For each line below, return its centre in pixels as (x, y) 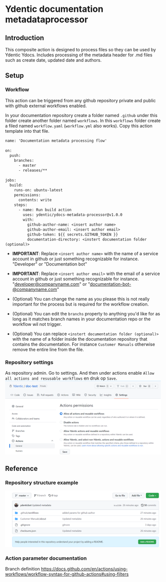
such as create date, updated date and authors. (53, 60)
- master (27, 165)
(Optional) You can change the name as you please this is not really (81, 299)
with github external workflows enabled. (46, 106)
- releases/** (33, 170)
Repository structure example (42, 482)
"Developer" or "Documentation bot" (50, 264)
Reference (21, 468)
